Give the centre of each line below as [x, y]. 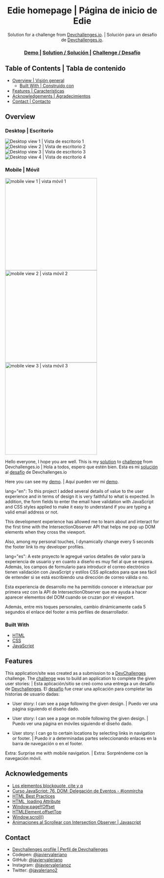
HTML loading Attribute [36, 801]
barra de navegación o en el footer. [47, 743]
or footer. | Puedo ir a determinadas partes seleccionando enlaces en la [84, 738]
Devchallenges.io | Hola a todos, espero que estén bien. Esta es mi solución [82, 467]
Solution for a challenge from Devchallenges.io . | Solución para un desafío [82, 34]
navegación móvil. [23, 758]
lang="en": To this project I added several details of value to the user [74, 491]
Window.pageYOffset [33, 806]
